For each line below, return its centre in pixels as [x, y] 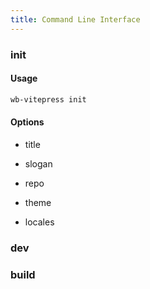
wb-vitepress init [48, 99]
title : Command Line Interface [75, 19]
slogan [38, 163]
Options [27, 122]
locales [39, 222]
